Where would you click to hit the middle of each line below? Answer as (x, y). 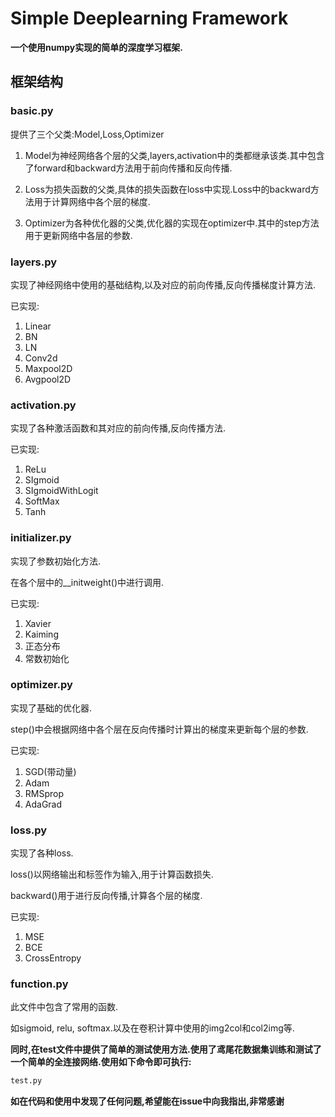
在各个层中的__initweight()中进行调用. (87, 582)
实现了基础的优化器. (51, 708)
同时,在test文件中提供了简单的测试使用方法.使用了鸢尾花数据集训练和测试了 (166, 1049)
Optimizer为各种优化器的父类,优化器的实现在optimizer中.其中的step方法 (172, 223)
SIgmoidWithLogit (61, 491)
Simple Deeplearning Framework (149, 18)
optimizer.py (41, 685)
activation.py (43, 405)
